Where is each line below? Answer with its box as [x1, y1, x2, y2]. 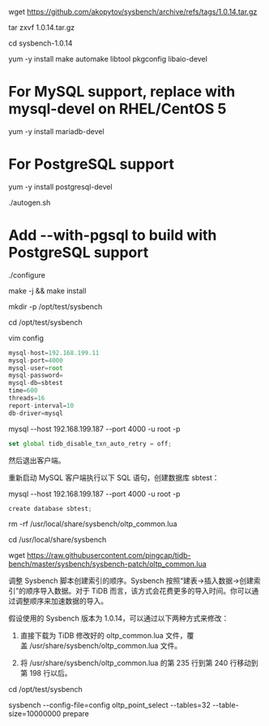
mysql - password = [8, 371, 63, 380]
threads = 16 [8, 394, 45, 403]
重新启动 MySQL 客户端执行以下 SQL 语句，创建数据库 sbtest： [8, 473, 220, 482]
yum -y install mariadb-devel [8, 126, 105, 136]
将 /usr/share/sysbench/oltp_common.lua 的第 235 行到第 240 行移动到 [19, 658, 259, 668]
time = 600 [8, 387, 38, 395]
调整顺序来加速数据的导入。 [15, 596, 108, 606]
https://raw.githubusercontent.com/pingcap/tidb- [27, 551, 191, 560]
